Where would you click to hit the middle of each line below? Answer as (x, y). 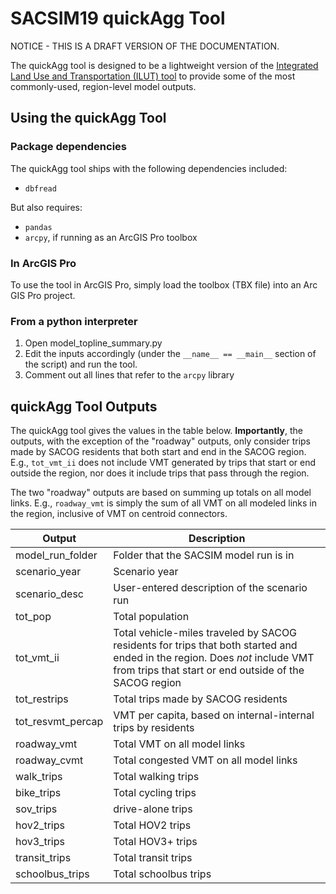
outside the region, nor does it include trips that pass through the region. (160, 473)
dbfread (40, 188)
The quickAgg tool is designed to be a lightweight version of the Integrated (164, 65)
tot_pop (33, 617)
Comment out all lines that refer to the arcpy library (129, 375)
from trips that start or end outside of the (209, 670)
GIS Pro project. (43, 295)
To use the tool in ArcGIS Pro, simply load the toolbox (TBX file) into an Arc (164, 284)
